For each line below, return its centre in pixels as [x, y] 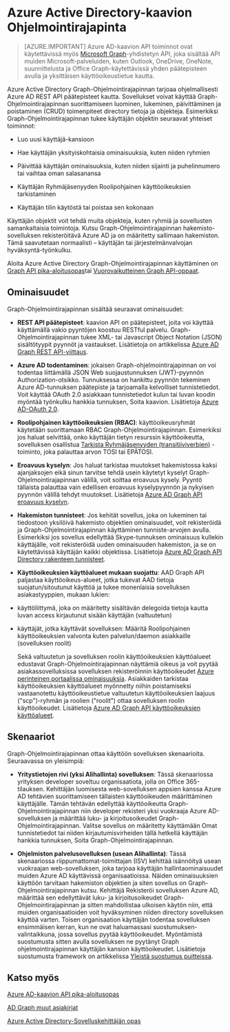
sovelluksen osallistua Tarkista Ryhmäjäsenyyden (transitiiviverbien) [114, 444]
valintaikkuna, [37, 934]
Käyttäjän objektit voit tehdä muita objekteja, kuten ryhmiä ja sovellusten [109, 220]
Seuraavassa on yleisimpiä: [46, 761]
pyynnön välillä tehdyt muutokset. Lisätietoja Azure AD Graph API [110, 494]
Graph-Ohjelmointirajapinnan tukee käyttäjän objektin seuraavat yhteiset [110, 118]
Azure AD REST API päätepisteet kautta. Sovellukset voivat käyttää [102, 96]
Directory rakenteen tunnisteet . [61, 559]
